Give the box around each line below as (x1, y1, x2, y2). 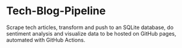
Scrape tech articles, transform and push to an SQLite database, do (6, 24, 174, 31)
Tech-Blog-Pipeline (6, 4, 106, 18)
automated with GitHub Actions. (6, 36, 86, 43)
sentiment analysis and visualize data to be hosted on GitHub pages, (6, 30, 177, 37)
